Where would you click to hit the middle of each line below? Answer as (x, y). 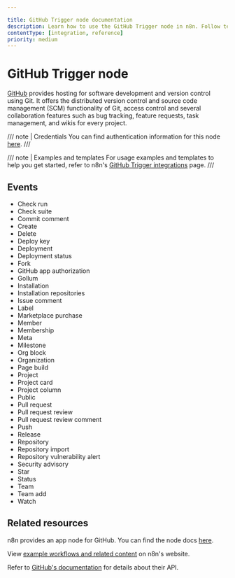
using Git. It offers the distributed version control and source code (102, 101)
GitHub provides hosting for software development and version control (109, 93)
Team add (32, 494)
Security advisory (43, 464)
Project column (39, 390)
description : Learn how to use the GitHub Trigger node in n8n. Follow (114, 26)
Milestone (32, 345)
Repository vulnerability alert (59, 457)
